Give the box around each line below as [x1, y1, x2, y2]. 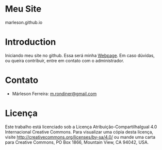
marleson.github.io [5, 19, 43, 25]
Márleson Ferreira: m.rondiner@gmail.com [12, 91, 97, 97]
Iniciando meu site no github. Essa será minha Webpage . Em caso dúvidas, [5, 52, 155, 58]
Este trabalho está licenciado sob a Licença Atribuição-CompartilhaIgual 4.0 [5, 124, 157, 130]
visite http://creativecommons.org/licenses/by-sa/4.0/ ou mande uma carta [5, 134, 156, 140]
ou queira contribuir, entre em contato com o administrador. [5, 57, 125, 64]
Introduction [5, 36, 56, 48]
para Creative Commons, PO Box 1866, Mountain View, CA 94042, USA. [5, 139, 149, 145]
